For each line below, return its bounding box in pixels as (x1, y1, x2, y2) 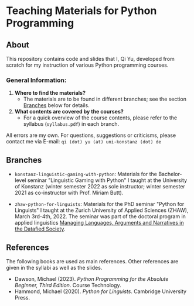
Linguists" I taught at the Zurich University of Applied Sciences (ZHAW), (14, 207, 189, 214)
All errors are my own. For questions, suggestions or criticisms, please (6, 132, 176, 139)
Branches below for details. (23, 102, 90, 109)
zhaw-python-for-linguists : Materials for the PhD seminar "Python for (14, 201, 185, 208)
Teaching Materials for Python (6, 4, 157, 18)
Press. (14, 294, 30, 301)
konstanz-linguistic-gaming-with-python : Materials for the (14, 171, 157, 178)
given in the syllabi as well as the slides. (6, 264, 103, 271)
